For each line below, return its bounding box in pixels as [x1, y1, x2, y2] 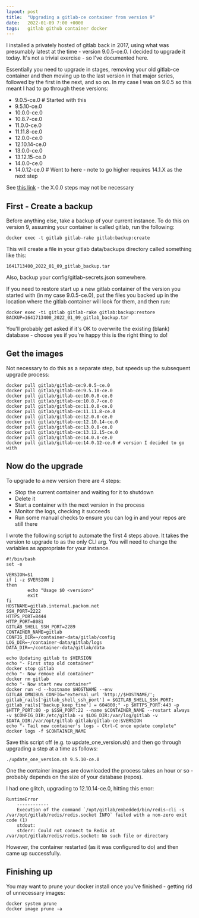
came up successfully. [6, 849, 61, 857]
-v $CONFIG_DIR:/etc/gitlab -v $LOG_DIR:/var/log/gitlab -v [6, 712, 159, 718]
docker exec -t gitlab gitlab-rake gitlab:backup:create [6, 235, 150, 241]
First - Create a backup [6, 201, 93, 212]
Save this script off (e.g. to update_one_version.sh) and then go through [6, 739, 182, 746]
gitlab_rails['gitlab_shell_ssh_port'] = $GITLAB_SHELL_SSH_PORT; [6, 697, 174, 703]
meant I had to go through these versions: [6, 85, 109, 92]
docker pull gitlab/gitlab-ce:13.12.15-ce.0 [6, 429, 118, 435]
